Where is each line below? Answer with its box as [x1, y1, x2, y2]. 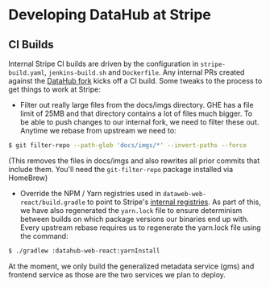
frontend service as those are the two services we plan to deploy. [8, 269, 226, 279]
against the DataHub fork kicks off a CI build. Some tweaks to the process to [8, 76, 263, 85]
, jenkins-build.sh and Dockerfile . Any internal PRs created [44, 68, 245, 77]
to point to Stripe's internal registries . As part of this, [87, 197, 262, 207]
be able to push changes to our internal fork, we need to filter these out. [19, 117, 260, 126]
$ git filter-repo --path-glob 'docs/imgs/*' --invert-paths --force [8, 141, 247, 150]
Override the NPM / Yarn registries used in [19, 188, 161, 198]
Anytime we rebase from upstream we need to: [19, 126, 177, 135]
